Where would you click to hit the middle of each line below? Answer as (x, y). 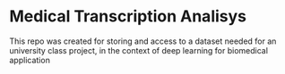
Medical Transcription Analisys (128, 16)
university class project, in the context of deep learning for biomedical (139, 50)
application (30, 60)
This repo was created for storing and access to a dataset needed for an (143, 41)
